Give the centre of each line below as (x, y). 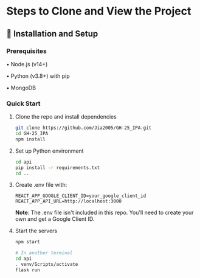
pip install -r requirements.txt (57, 168)
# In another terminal (44, 253)
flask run (28, 270)
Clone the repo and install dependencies (66, 117)
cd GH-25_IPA (32, 134)
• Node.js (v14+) (27, 64)
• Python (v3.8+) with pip (38, 76)
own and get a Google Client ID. (55, 219)
